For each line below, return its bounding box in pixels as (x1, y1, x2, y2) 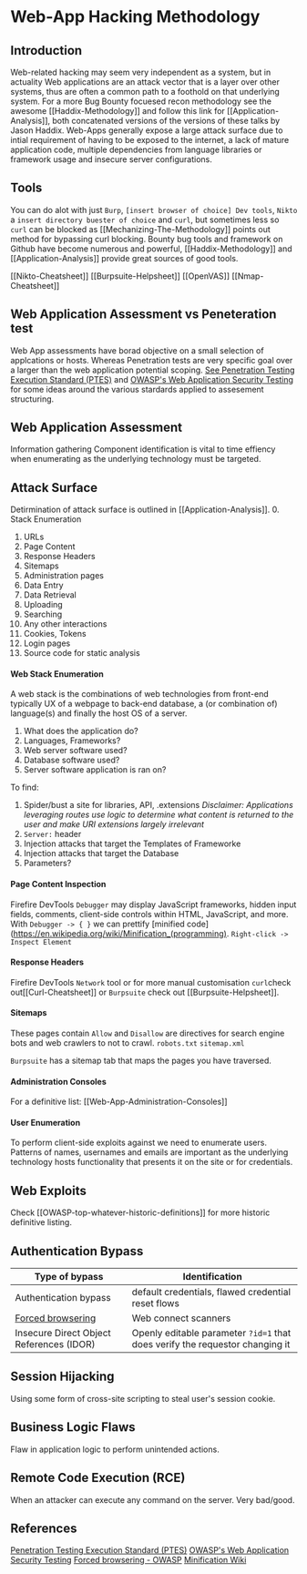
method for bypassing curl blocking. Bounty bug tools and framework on (10, 233, 283, 244)
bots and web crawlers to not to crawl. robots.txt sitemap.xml (10, 1037, 245, 1048)
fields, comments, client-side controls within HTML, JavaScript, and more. (10, 908, 290, 919)
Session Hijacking (10, 1369, 115, 1385)
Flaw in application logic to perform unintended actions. (10, 1444, 220, 1455)
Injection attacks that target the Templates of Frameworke (23, 838, 241, 849)
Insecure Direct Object (15, 1327, 112, 1340)
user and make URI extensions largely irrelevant (23, 819, 204, 830)
